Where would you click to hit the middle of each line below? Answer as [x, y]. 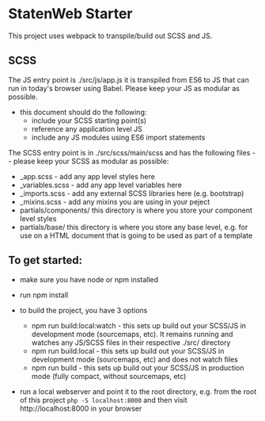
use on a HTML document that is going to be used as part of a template [136, 235]
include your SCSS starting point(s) [89, 121]
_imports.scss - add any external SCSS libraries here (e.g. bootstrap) [132, 193]
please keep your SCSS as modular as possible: [91, 161]
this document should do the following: [83, 112]
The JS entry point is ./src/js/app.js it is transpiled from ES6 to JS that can [129, 79]
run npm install [44, 295]
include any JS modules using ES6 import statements [118, 137]
